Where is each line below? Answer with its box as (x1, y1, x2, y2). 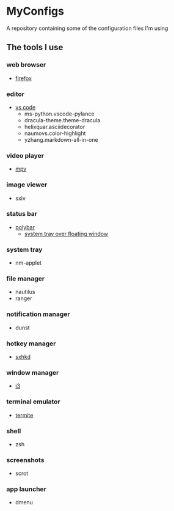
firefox (15, 75, 32, 82)
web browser (6, 61, 46, 69)
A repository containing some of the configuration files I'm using (6, 24, 169, 32)
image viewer (6, 180, 48, 189)
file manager (6, 274, 45, 283)
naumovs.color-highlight (24, 130, 86, 137)
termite (15, 411, 34, 419)
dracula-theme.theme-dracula (24, 116, 101, 123)
